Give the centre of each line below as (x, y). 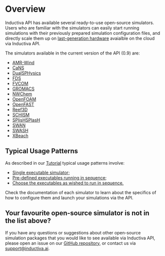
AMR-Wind (23, 62)
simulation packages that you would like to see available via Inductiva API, (80, 238)
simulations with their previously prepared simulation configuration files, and (83, 33)
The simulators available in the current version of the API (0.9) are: (73, 53)
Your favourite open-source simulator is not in (77, 213)
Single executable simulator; (41, 172)
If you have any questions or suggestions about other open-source (73, 232)
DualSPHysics (26, 73)
